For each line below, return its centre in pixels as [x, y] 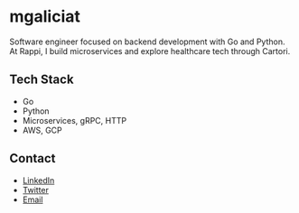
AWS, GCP [42, 130]
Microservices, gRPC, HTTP [75, 120]
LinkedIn [38, 180]
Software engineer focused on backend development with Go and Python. [147, 42]
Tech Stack [42, 80]
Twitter [36, 190]
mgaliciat [45, 17]
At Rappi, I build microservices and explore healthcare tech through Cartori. [150, 51]
